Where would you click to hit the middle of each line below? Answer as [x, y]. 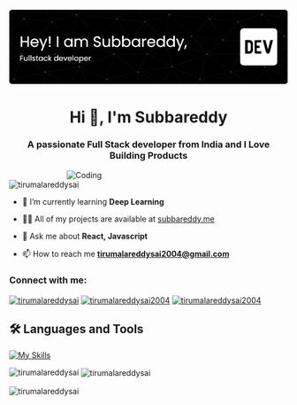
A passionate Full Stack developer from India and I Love [148, 144]
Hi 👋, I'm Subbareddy [148, 117]
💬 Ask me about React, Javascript [85, 236]
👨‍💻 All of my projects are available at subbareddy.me [118, 219]
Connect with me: [48, 280]
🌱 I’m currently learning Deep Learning [93, 201]
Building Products [148, 156]
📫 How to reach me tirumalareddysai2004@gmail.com [126, 253]
